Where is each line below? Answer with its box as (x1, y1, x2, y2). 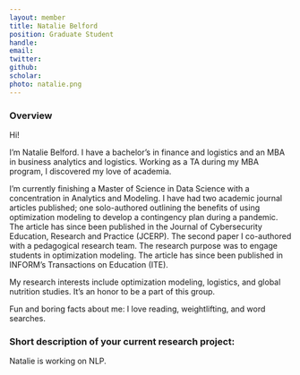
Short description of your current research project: (9, 335, 236, 347)
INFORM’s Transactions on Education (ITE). (9, 259, 168, 269)
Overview (9, 109, 53, 122)
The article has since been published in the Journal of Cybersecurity (9, 221, 262, 232)
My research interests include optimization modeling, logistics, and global (9, 277, 281, 287)
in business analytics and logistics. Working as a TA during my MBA (9, 156, 260, 166)
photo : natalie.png (9, 80, 82, 89)
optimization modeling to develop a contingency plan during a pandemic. (9, 211, 279, 222)
